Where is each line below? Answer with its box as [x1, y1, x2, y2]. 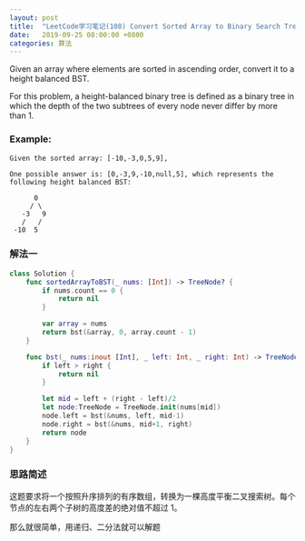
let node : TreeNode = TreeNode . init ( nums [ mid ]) [42, 403, 221, 412]
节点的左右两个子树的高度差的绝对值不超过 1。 [9, 502, 182, 513]
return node [42, 428, 88, 437]
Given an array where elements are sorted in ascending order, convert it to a [9, 64, 295, 75]
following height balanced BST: [9, 177, 132, 186]
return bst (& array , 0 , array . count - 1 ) [42, 328, 197, 337]
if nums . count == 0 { [42, 286, 124, 296]
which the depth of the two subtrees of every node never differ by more [9, 101, 279, 112]
